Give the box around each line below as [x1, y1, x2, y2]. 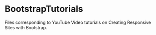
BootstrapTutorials [4, 3, 83, 15]
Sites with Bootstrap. [4, 24, 48, 30]
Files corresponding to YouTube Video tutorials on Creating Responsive [4, 19, 152, 25]
